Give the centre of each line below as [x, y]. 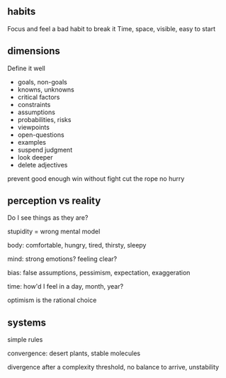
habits [22, 12]
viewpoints [33, 127]
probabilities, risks [44, 119]
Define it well [27, 68]
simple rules [25, 340]
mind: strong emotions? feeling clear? [62, 259]
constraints [34, 104]
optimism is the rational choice [52, 300]
